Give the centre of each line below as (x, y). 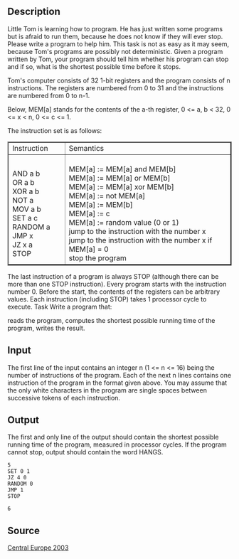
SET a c (25, 218)
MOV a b (27, 209)
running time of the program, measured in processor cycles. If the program (117, 444)
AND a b (26, 174)
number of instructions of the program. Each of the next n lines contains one (119, 375)
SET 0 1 (19, 472)
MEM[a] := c (89, 213)
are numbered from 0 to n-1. (49, 95)
